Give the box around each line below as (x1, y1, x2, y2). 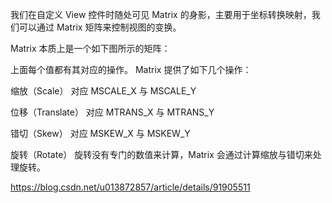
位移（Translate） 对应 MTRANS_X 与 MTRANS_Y (10, 106, 215, 118)
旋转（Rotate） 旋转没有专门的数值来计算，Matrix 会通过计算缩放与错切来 (10, 149, 313, 160)
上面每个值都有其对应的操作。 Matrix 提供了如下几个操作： (10, 64, 252, 75)
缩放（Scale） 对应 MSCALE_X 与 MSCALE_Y (10, 85, 197, 97)
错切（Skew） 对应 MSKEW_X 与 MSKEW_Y (10, 128, 191, 139)
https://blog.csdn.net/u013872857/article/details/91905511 (10, 181, 251, 193)
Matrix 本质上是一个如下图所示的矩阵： (10, 43, 171, 54)
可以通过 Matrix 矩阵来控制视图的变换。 (18, 21, 182, 33)
